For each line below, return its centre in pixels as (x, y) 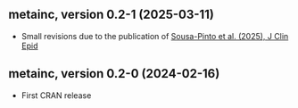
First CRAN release (56, 95)
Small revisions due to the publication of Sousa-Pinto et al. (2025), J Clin (155, 36)
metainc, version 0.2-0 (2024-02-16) (114, 74)
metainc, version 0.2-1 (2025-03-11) (112, 15)
